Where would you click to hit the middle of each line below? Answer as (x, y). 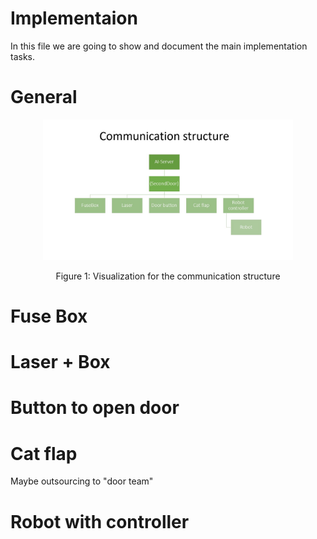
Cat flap (44, 453)
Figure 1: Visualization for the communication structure (168, 276)
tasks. (23, 56)
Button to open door (95, 408)
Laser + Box (60, 362)
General (44, 97)
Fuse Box (49, 316)
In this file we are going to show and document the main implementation (159, 46)
